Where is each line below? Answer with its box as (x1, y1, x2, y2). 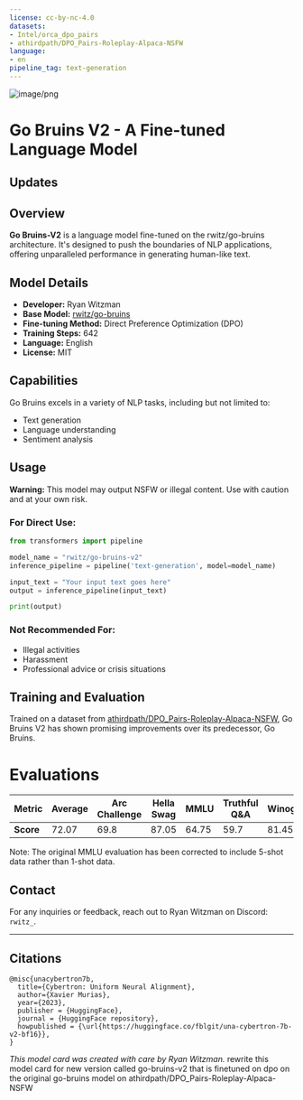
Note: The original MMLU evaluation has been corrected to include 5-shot (9, 846, 284, 858)
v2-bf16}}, (9, 1030, 50, 1039)
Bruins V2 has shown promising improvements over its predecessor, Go (9, 723, 275, 734)
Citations (9, 950, 62, 966)
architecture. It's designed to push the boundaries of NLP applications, (9, 239, 272, 250)
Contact (9, 882, 56, 898)
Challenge (96, 808, 142, 821)
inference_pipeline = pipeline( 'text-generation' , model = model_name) (9, 561, 277, 570)
